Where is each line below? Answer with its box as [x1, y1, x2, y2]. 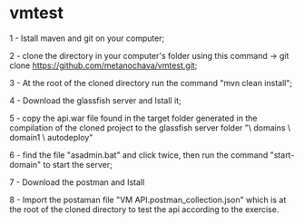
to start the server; [43, 159, 113, 170]
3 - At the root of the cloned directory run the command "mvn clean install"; [9, 77, 293, 88]
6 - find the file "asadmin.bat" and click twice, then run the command [9, 149, 269, 161]
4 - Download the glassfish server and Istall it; [9, 94, 181, 106]
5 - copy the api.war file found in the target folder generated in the [9, 112, 258, 123]
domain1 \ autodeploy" [9, 131, 93, 142]
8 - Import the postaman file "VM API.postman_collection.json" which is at [9, 194, 287, 205]
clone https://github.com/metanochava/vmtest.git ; [9, 60, 198, 71]
